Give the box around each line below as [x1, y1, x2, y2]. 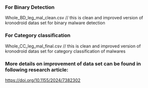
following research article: [5, 66, 69, 73]
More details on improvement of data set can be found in [5, 60, 141, 67]
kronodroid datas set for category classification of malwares [5, 48, 126, 54]
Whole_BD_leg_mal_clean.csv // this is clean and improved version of [5, 15, 143, 21]
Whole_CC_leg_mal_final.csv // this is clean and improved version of [5, 43, 141, 49]
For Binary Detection [5, 4, 55, 11]
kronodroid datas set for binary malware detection [5, 20, 105, 26]
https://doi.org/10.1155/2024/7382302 [5, 77, 81, 83]
